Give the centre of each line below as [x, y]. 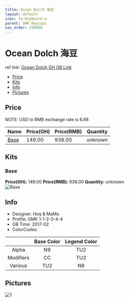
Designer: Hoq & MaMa [36, 214]
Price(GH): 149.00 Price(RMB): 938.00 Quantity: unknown [65, 182]
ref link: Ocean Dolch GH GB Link [38, 67]
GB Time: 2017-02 [30, 224]
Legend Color [81, 241]
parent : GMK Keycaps [26, 23]
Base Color [47, 241]
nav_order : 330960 [24, 28]
